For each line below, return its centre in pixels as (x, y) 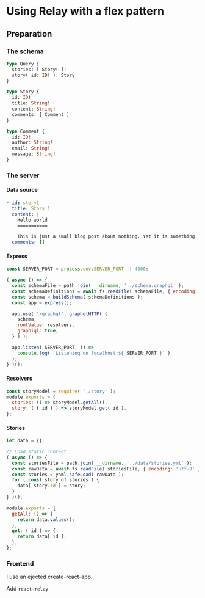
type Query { (23, 64)
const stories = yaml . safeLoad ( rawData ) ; (68, 475)
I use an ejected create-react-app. (49, 577)
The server (23, 175)
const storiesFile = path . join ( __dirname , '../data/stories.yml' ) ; (102, 463)
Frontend (20, 563)
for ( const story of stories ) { (56, 480)
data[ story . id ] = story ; (52, 486)
